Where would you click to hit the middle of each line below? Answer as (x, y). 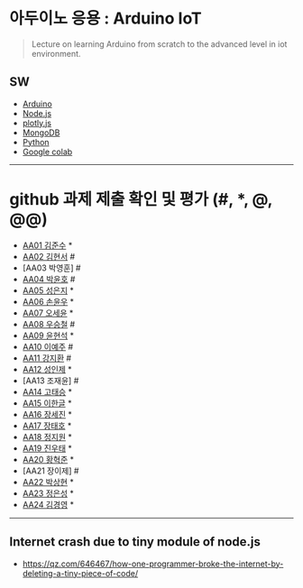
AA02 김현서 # (49, 256)
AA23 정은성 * (48, 493)
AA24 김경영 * (48, 504)
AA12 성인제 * (47, 369)
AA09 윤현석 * (48, 335)
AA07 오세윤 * (48, 313)
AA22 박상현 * (48, 482)
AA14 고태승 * (47, 391)
